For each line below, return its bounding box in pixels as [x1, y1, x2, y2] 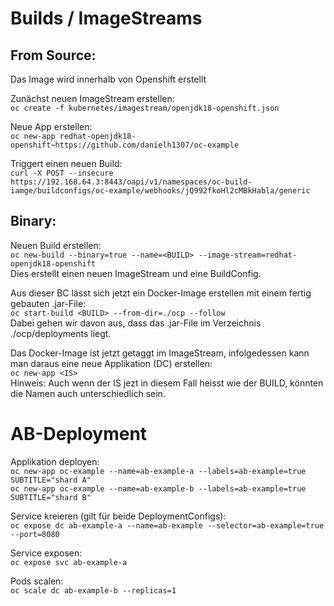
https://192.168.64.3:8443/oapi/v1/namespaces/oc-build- [10, 177, 253, 187]
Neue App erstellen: [10, 121, 93, 132]
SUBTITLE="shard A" [10, 475, 92, 485]
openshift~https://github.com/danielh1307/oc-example [10, 140, 240, 150]
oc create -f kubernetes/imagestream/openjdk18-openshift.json [10, 103, 280, 113]
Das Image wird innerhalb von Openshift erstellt [10, 73, 207, 85]
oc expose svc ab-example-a [10, 557, 128, 567]
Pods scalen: [10, 575, 64, 587]
